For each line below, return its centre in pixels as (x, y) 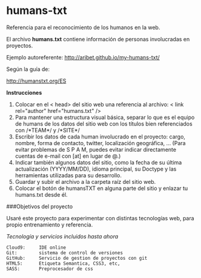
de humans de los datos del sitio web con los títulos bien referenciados (104, 124)
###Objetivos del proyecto (40, 206)
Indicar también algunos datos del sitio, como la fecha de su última (98, 162)
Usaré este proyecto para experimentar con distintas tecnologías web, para (100, 218)
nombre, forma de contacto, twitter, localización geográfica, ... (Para (100, 143)
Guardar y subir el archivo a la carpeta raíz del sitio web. (85, 181)
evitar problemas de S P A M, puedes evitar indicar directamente (96, 149)
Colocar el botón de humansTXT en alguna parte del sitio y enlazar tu (101, 188)
